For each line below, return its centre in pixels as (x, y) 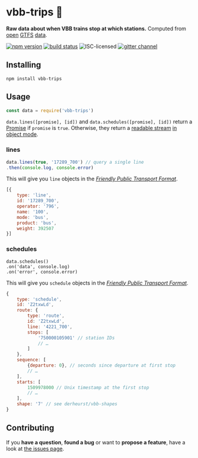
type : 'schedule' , (39, 299)
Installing (24, 65)
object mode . (22, 134)
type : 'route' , (46, 316)
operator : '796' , (38, 206)
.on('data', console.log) (38, 266)
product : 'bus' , (37, 223)
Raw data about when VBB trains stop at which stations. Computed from (96, 28)
